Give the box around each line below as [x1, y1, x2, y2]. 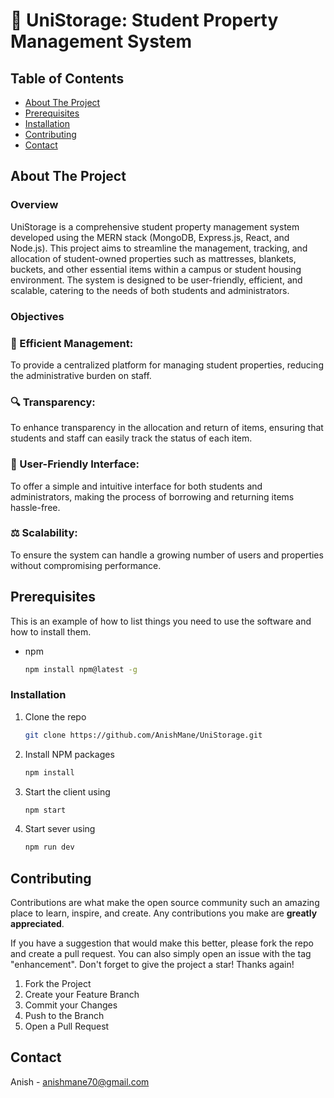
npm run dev [24, 842, 75, 853]
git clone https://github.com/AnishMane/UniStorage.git [24, 730, 263, 740]
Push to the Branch [24, 1010, 105, 1022]
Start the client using [24, 785, 111, 798]
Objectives [10, 309, 65, 323]
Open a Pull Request [24, 1020, 110, 1033]
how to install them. [10, 625, 92, 638]
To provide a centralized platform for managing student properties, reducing [10, 359, 324, 371]
